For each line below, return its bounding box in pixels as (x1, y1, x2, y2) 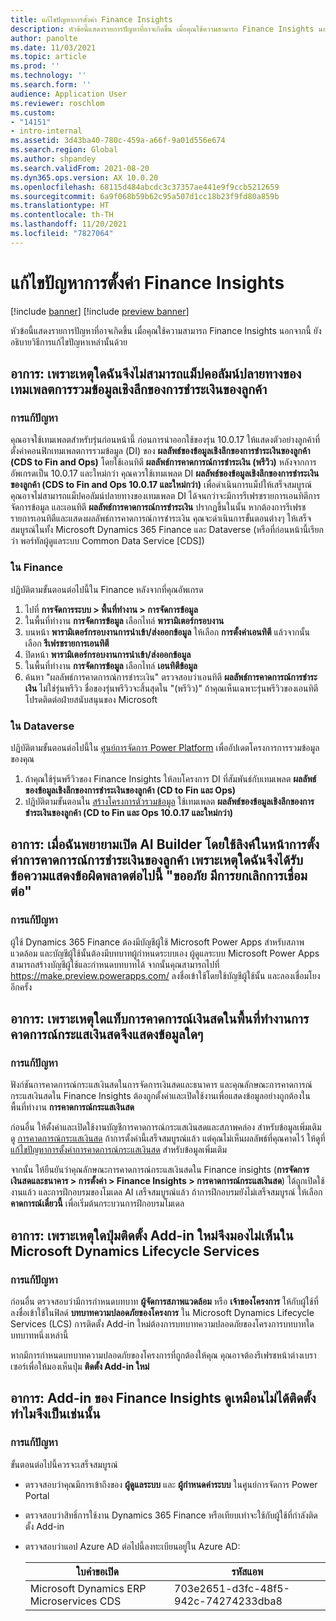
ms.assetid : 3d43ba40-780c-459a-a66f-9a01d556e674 (10, 136, 226, 146)
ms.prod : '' (10, 61, 60, 71)
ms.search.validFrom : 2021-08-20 (10, 163, 150, 173)
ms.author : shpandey (10, 154, 97, 164)
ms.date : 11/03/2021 (10, 42, 97, 53)
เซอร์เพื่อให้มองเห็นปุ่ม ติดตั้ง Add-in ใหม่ (10, 1361, 150, 1373)
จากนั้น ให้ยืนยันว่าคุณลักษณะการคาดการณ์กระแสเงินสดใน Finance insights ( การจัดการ (10, 1164, 310, 1176)
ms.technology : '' (10, 71, 87, 81)
